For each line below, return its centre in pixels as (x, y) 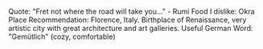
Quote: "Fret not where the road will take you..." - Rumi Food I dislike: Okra (131, 11)
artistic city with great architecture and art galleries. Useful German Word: (131, 28)
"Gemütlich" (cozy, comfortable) (62, 36)
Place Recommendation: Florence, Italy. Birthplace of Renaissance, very (127, 20)
